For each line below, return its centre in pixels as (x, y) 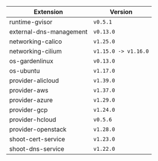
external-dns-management (49, 32)
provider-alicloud (34, 80)
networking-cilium (35, 51)
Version (121, 12)
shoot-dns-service (37, 149)
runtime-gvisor (31, 22)
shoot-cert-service (37, 139)
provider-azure (31, 100)
